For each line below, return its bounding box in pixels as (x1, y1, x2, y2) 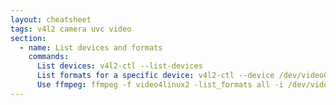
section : (10, 33, 47, 43)
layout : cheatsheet (10, 14, 92, 25)
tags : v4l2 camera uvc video (10, 24, 132, 34)
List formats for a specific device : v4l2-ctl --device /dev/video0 (36, 71, 329, 81)
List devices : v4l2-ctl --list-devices (36, 61, 203, 71)
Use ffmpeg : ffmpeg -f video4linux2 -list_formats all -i (36, 80, 284, 90)
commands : (28, 52, 70, 62)
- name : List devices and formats (19, 42, 163, 53)
